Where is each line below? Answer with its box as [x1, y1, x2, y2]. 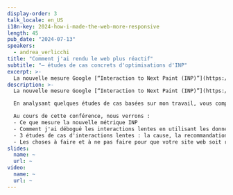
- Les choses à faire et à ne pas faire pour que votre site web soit [13, 138, 222, 146]
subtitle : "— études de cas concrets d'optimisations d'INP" [7, 62, 188, 69]
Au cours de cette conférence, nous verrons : [13, 112, 150, 120]
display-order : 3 [7, 10, 58, 17]
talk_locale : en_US [7, 17, 64, 24]
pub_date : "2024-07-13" [7, 36, 76, 43]
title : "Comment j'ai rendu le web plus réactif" [7, 56, 154, 62]
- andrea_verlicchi [13, 49, 70, 56]
